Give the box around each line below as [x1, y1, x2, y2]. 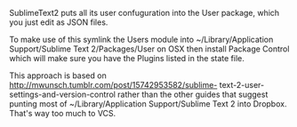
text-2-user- [219, 80, 265, 90]
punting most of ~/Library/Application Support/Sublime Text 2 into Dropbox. [9, 99, 287, 109]
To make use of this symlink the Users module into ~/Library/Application [9, 35, 274, 44]
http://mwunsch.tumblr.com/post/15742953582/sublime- [9, 80, 218, 90]
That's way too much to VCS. [9, 108, 116, 118]
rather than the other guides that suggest [116, 89, 269, 99]
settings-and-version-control [9, 89, 116, 99]
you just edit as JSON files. [9, 17, 108, 28]
